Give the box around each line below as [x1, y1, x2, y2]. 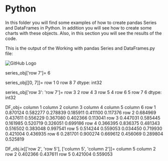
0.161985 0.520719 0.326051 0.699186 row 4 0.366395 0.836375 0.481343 [5, 120, 160, 126]
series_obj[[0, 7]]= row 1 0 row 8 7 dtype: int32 [5, 79, 102, 85]
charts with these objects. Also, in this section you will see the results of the [5, 30, 162, 36]
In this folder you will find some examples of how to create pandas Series [5, 19, 157, 25]
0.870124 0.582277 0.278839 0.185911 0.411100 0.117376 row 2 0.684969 [5, 109, 156, 115]
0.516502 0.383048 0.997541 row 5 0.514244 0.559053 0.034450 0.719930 [5, 125, 162, 131]
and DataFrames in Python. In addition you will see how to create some [5, 24, 152, 30]
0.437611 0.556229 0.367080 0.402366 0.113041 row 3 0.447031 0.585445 [5, 114, 160, 120]
